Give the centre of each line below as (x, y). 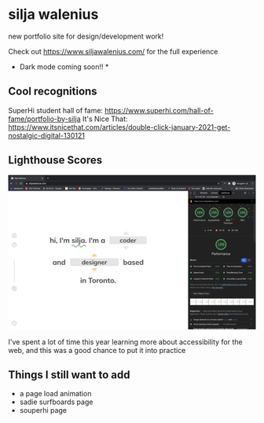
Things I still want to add (69, 375)
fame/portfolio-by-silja (44, 119)
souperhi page (43, 410)
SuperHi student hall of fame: (56, 110)
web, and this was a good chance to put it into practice (97, 350)
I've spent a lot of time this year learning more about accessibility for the (125, 342)
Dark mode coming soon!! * (64, 66)
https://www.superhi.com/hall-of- (159, 110)
